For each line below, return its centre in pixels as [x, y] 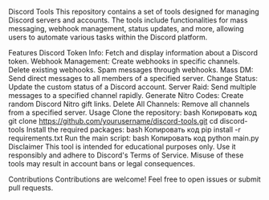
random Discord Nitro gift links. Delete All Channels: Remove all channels [129, 104]
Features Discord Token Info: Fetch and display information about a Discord [133, 53]
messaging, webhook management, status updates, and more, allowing [126, 29]
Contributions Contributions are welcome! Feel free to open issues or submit [134, 179]
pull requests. [31, 188]
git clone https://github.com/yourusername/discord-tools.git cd [113, 121]
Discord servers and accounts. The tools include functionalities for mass [128, 20]
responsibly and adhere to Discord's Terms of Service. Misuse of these [126, 155]
